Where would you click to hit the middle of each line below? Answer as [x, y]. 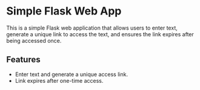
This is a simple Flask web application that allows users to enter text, [92, 28]
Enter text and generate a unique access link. [72, 74]
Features [23, 59]
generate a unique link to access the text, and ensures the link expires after [100, 34]
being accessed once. [34, 40]
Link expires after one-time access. [59, 80]
